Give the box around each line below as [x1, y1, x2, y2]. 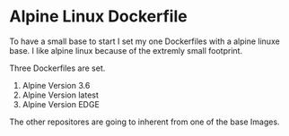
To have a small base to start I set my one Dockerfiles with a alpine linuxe [9, 36, 280, 47]
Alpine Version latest [22, 89, 99, 100]
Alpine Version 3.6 [22, 80, 91, 90]
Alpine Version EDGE [22, 98, 101, 109]
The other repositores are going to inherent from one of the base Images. [9, 116, 280, 127]
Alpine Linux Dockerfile [9, 6, 188, 27]
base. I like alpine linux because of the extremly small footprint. [9, 45, 243, 55]
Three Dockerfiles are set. [9, 63, 106, 73]
